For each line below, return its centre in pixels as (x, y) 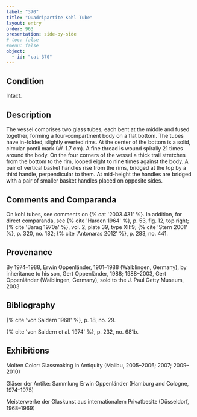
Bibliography (31, 305)
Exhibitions (28, 351)
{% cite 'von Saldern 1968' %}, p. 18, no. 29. (61, 320)
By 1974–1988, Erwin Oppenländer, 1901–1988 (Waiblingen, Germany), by (96, 267)
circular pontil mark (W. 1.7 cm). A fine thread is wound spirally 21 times (95, 149)
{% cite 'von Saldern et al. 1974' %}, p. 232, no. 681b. (73, 331)
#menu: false (23, 46)
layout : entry (24, 23)
